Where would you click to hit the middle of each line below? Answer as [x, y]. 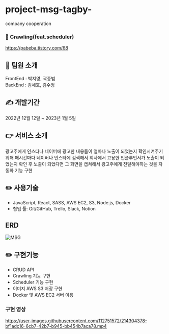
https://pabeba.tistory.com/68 [37, 48]
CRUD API [23, 270]
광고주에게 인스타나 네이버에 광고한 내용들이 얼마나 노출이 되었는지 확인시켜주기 [84, 151]
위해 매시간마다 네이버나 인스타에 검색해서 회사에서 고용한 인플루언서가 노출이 [82, 157]
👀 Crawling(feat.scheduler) [40, 37]
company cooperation [29, 23]
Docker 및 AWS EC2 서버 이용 [43, 295]
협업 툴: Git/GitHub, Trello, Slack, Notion [54, 209]
